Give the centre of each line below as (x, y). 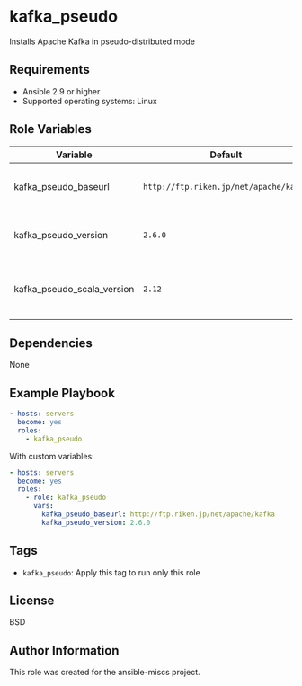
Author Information (64, 650)
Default (226, 155)
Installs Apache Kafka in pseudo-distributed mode (102, 41)
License (32, 601)
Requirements (49, 70)
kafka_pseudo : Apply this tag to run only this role (111, 572)
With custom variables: (52, 456)
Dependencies (51, 343)
